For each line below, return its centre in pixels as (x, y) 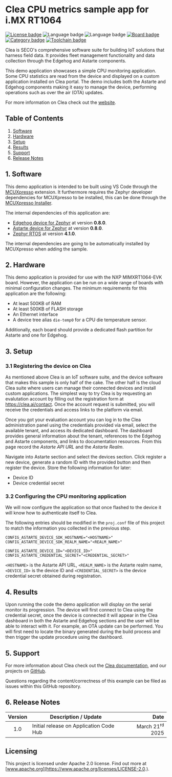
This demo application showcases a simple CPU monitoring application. (81, 71)
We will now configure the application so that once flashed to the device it (83, 508)
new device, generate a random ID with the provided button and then (78, 463)
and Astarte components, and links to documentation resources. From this (83, 442)
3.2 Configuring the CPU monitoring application (66, 496)
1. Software (24, 174)
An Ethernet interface (35, 314)
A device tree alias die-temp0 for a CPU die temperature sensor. (80, 320)
